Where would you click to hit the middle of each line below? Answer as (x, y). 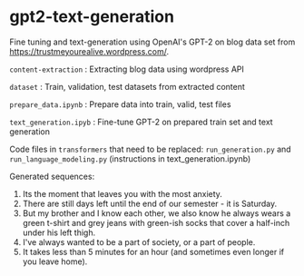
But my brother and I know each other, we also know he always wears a (157, 213)
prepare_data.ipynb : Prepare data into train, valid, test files (120, 104)
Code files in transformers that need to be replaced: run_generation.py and (151, 149)
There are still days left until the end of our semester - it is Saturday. (150, 203)
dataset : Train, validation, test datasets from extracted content (127, 86)
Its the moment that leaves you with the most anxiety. (122, 193)
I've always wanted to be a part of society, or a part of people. (139, 241)
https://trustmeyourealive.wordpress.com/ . (89, 51)
